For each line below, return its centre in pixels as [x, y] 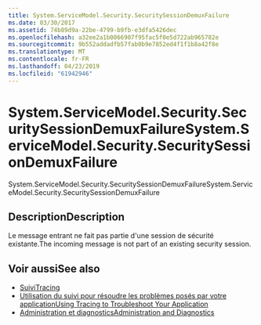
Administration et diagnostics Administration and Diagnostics [117, 312]
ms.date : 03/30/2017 [42, 23]
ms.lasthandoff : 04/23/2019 [54, 67]
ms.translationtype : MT [47, 52]
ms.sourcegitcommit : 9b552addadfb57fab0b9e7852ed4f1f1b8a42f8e [114, 45]
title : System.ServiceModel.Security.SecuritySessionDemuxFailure [119, 15]
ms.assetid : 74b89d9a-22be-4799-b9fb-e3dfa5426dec [92, 30]
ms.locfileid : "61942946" [50, 74]
